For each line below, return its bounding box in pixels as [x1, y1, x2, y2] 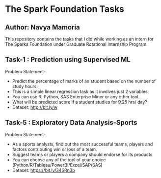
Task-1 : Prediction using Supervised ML [5, 56, 131, 64]
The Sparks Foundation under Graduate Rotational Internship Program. [5, 41, 148, 47]
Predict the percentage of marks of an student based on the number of [12, 78, 156, 84]
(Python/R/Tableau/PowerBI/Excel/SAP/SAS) [12, 162, 103, 168]
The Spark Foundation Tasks [5, 3, 124, 15]
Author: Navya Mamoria [5, 23, 80, 31]
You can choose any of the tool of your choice [12, 156, 106, 163]
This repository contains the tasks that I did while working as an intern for [5, 36, 154, 42]
